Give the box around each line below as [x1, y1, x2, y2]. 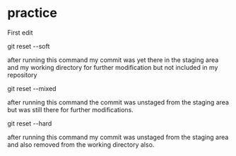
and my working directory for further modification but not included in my [7, 63, 218, 71]
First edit [7, 28, 33, 37]
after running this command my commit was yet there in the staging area [7, 55, 219, 64]
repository [7, 71, 37, 79]
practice [7, 5, 58, 21]
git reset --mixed [7, 84, 57, 92]
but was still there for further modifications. [7, 105, 134, 114]
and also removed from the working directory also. [7, 140, 155, 149]
